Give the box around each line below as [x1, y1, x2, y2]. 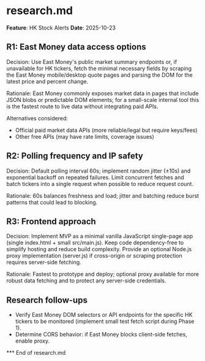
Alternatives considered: [6, 114, 69, 122]
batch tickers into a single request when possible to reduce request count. [6, 180, 194, 187]
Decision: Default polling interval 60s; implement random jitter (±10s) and [6, 167, 191, 174]
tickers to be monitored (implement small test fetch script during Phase [15, 317, 195, 325]
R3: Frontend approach [6, 216, 96, 227]
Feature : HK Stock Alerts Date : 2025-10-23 [6, 24, 116, 31]
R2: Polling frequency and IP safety [6, 151, 144, 161]
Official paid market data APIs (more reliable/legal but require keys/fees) [15, 126, 198, 134]
